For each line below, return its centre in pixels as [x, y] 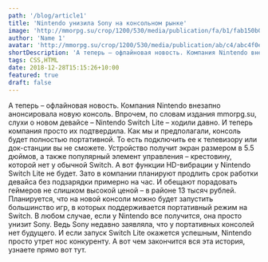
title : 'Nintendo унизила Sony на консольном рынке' [98, 23]
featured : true [33, 75]
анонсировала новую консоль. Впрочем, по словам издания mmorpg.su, [132, 113]
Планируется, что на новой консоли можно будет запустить [111, 198]
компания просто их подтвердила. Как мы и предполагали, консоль [124, 131]
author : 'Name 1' [37, 38]
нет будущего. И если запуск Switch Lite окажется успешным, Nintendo [130, 232]
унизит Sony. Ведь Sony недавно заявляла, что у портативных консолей [132, 224]
